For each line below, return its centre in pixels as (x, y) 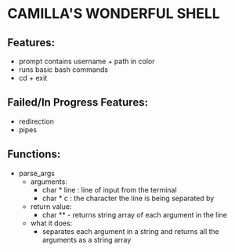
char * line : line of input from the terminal (109, 189)
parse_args (37, 173)
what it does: (51, 223)
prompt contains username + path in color (87, 61)
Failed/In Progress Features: (78, 103)
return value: (51, 206)
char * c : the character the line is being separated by (128, 198)
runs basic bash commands (63, 70)
